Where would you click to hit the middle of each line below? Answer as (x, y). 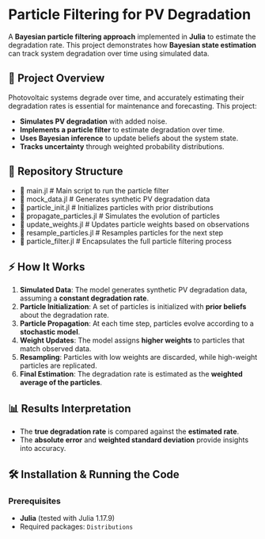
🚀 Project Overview (57, 78)
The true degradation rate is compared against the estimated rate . (129, 432)
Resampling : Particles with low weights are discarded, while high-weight (138, 357)
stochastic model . (50, 332)
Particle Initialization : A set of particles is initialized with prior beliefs (133, 307)
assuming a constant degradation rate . (84, 298)
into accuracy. (43, 449)
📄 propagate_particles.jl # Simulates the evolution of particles (119, 216)
